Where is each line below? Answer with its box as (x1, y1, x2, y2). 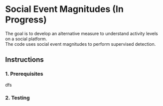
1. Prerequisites (5, 71, 43, 78)
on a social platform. (5, 36, 47, 42)
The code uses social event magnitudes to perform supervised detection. (5, 41, 156, 47)
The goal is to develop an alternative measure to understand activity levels (5, 30, 158, 36)
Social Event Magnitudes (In (5, 3, 124, 15)
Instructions (5, 56, 44, 64)
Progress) (5, 14, 47, 25)
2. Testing (5, 94, 30, 101)
